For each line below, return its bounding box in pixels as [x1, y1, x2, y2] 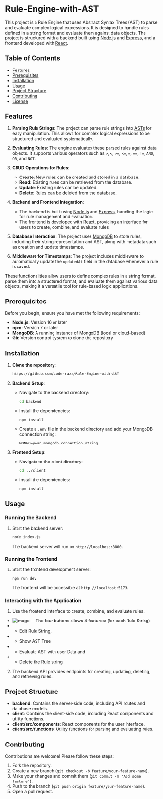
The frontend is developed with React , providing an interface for [19, 219, 148, 225]
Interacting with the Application [5, 597, 82, 604]
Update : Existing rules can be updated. [19, 184, 98, 190]
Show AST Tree [19, 638, 51, 644]
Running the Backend [5, 514, 57, 521]
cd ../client [19, 468, 46, 473]
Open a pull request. [12, 789, 54, 795]
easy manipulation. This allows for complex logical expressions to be [12, 130, 150, 136]
